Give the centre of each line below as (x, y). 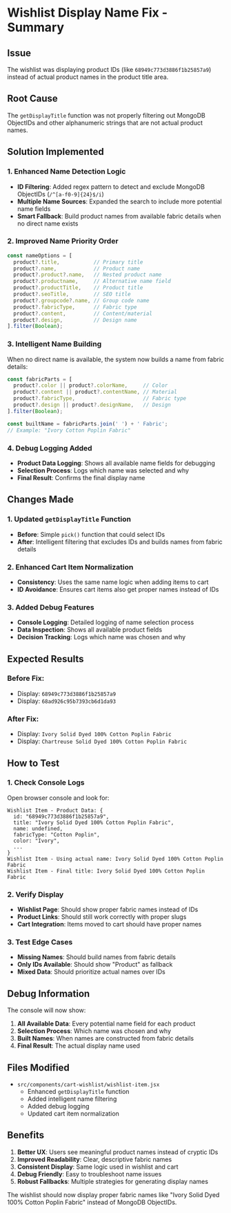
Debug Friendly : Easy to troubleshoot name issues (89, 1174)
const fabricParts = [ (40, 379)
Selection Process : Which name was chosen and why (94, 1031)
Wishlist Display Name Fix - (87, 13)
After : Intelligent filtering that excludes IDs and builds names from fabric (120, 542)
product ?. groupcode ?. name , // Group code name (81, 300)
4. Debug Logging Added (50, 448)
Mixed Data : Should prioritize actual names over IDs (91, 972)
